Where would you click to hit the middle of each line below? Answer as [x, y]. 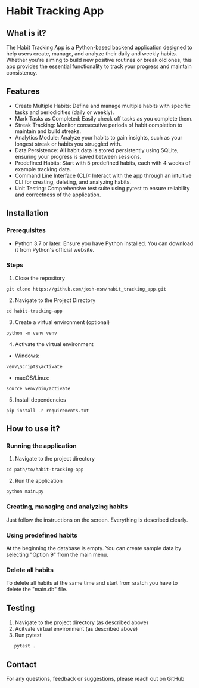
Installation [27, 213]
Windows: [27, 356]
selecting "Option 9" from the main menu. [57, 555]
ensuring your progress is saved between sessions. [78, 156]
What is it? [26, 33]
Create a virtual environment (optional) [62, 322]
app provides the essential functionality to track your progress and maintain [99, 66]
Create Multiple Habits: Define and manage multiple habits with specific [102, 106]
